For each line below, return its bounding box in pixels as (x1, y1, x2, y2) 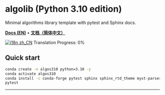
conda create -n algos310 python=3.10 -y (5, 67, 91, 71)
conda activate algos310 (5, 71, 56, 76)
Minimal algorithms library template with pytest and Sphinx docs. (5, 20, 137, 25)
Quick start (5, 54, 40, 62)
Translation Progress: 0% (33, 39, 85, 45)
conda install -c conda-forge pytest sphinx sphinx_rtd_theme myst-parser (5, 76, 162, 81)
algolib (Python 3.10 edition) (5, 3, 122, 15)
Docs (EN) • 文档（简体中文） (5, 29, 65, 35)
